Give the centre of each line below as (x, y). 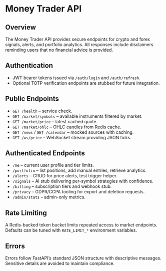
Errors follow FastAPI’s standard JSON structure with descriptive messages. (83, 258)
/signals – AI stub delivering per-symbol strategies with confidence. (83, 181)
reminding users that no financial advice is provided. (59, 50)
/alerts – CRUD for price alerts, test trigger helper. (65, 176)
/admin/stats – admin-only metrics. (49, 197)
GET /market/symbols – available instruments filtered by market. (77, 116)
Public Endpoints (32, 99)
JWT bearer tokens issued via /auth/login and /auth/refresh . (76, 78)
